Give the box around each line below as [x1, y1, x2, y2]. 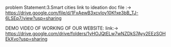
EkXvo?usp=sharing [5, 36, 47, 42]
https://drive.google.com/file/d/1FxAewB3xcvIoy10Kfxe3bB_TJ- [5, 10, 139, 16]
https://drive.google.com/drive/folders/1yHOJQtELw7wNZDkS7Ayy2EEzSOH [5, 31, 166, 36]
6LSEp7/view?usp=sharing [5, 15, 62, 21]
